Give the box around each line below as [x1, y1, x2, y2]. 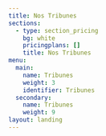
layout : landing [8, 116, 63, 124]
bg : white [22, 34, 56, 42]
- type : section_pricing [15, 26, 99, 34]
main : [15, 64, 35, 72]
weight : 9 [22, 109, 56, 117]
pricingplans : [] [22, 42, 81, 50]
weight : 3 [22, 78, 56, 86]
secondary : [15, 94, 52, 102]
